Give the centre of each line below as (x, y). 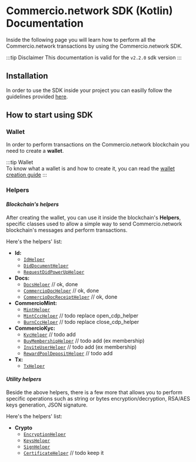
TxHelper (34, 366)
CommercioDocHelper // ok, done (61, 290)
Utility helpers (24, 379)
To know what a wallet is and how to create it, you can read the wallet (91, 169)
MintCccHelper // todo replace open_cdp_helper (81, 315)
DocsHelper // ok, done (51, 284)
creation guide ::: (26, 175)
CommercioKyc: (35, 328)
